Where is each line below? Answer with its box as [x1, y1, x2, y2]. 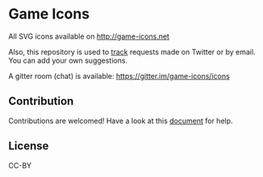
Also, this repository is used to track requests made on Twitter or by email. [8, 47, 256, 56]
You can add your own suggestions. [8, 56, 127, 65]
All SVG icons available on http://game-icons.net [8, 31, 169, 41]
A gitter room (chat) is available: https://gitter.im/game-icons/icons [8, 71, 230, 80]
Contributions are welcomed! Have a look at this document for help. [8, 116, 233, 126]
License [8, 139, 49, 153]
